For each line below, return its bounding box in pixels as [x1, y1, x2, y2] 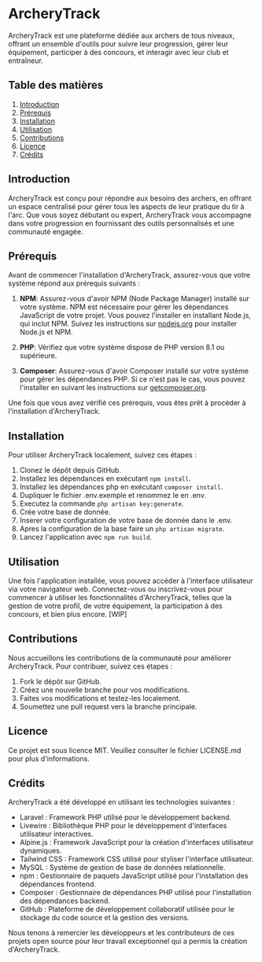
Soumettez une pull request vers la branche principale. [19, 702, 197, 711]
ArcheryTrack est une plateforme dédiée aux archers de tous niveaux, [8, 31, 235, 40]
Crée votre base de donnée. [19, 507, 111, 517]
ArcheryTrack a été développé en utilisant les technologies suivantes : [8, 798, 235, 807]
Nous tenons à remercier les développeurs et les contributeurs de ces [8, 928, 234, 938]
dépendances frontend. [19, 879, 97, 889]
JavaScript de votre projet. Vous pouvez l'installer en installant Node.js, [19, 311, 252, 320]
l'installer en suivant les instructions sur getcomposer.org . [19, 383, 208, 393]
